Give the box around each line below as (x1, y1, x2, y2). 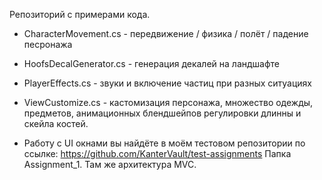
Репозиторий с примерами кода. (9, 9, 151, 20)
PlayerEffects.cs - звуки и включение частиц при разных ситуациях (23, 77, 312, 89)
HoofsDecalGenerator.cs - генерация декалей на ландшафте (23, 58, 281, 69)
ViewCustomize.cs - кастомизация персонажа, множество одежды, (23, 97, 314, 108)
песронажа (23, 39, 73, 50)
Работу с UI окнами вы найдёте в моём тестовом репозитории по (23, 137, 306, 149)
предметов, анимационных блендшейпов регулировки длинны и (23, 107, 302, 119)
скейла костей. (23, 118, 89, 129)
